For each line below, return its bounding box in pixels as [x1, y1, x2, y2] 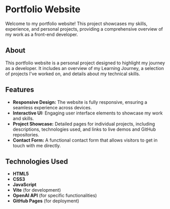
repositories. [12, 131, 39, 137]
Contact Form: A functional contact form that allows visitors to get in [12, 137, 158, 143]
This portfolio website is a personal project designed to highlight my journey [5, 60, 165, 66]
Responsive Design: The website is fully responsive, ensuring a [12, 99, 148, 105]
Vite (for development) [12, 187, 61, 193]
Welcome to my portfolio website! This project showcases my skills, [5, 20, 148, 27]
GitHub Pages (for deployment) [12, 198, 80, 204]
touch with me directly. [12, 142, 61, 149]
